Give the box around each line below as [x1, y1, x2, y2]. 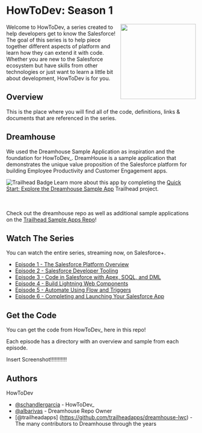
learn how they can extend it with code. [6, 49, 104, 56]
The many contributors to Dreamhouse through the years [14, 420, 157, 427]
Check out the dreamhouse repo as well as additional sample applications [6, 209, 189, 216]
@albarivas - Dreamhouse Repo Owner [14, 407, 112, 414]
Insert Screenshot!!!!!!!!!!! [6, 356, 67, 363]
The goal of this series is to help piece [6, 36, 101, 43]
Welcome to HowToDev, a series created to [6, 23, 113, 31]
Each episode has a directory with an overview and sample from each [6, 338, 179, 345]
